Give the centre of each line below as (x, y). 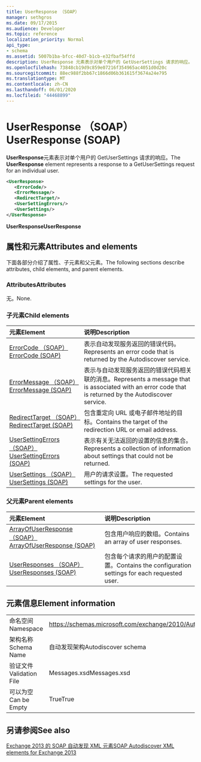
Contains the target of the (132, 422)
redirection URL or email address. (130, 430)
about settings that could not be (128, 456)
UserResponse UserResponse (44, 226)
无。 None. (19, 298)
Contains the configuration (154, 565)
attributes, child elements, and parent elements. (65, 269)
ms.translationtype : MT (36, 79)
